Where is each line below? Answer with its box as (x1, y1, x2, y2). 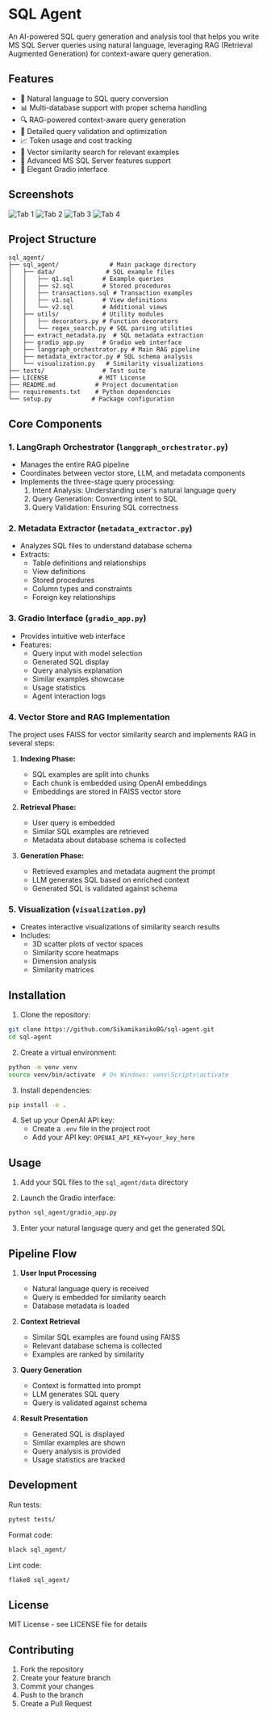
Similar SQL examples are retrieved (31, 826, 149, 836)
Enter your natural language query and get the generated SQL (19, 1223, 226, 1233)
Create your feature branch (19, 1673, 111, 1682)
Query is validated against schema (31, 1398, 148, 1408)
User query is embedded (31, 817, 115, 828)
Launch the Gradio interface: (19, 1193, 115, 1203)
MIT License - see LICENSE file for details (8, 1620, 148, 1630)
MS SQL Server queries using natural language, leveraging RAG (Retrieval (8, 40, 253, 49)
